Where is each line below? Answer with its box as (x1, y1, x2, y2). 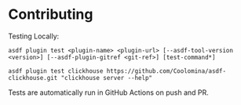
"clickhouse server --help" (60, 74, 153, 81)
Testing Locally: (8, 31, 60, 41)
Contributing (8, 5, 93, 24)
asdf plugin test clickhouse (8, 67, 104, 75)
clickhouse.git (8, 74, 58, 81)
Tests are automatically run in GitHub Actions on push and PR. (8, 88, 210, 97)
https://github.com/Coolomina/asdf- (106, 67, 226, 75)
